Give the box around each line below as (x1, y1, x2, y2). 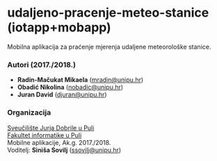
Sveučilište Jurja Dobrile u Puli (7, 124, 95, 132)
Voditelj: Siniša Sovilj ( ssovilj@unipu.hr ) (7, 146, 122, 154)
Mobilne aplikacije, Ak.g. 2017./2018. (7, 138, 111, 146)
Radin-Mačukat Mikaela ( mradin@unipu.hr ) (17, 76, 144, 84)
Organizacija (7, 108, 51, 117)
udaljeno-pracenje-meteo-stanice (7, 5, 209, 21)
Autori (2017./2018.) (7, 60, 77, 69)
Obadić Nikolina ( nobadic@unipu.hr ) (17, 83, 124, 92)
